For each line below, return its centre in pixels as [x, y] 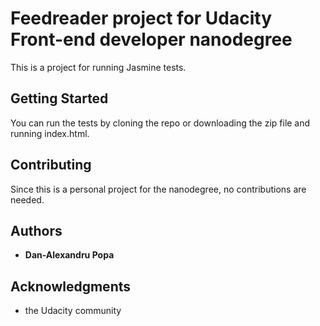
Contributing [51, 165]
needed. [27, 199]
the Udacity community [73, 311]
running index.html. [50, 133]
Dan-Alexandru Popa [69, 255]
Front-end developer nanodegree [151, 39]
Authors [36, 230]
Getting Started [59, 98]
